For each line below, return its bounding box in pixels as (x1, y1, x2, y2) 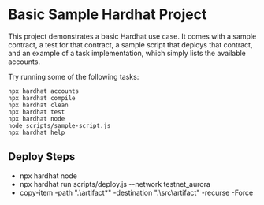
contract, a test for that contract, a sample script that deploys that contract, (8, 39, 253, 49)
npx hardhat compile (8, 94, 76, 102)
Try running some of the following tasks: (8, 72, 139, 81)
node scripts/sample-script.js (8, 121, 111, 129)
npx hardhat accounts (8, 87, 80, 95)
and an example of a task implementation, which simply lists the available (8, 48, 247, 58)
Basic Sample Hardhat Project (8, 6, 207, 24)
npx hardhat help (8, 129, 65, 136)
